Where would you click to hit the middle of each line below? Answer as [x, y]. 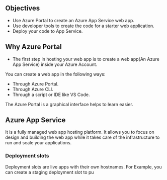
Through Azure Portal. [35, 84]
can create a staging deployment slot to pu [50, 172]
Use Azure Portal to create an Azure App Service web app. [73, 20]
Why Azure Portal [33, 47]
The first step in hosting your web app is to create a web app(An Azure [86, 59]
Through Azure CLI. [33, 89]
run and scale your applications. [38, 143]
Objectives [23, 8]
